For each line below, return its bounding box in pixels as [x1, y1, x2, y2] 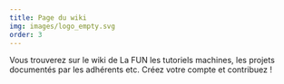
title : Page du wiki [9, 13, 88, 23]
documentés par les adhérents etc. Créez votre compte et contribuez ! [9, 64, 272, 75]
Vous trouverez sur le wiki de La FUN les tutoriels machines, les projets [9, 55, 275, 66]
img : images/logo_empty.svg [9, 22, 116, 31]
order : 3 [9, 30, 43, 39]
